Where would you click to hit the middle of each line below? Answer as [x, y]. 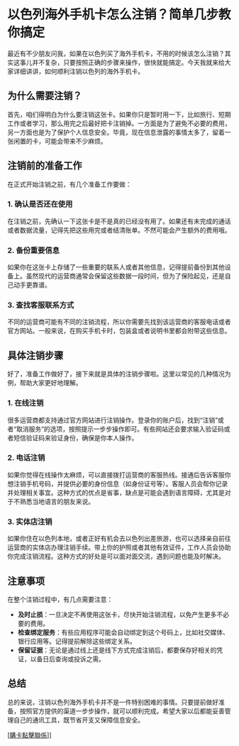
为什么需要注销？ [45, 96]
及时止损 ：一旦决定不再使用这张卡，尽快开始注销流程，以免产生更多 [117, 614]
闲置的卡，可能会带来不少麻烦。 [60, 141]
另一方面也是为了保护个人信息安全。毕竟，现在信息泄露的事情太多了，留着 [116, 132]
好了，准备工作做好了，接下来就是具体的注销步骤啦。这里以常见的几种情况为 [119, 374]
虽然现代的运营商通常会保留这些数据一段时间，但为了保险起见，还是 [125, 276]
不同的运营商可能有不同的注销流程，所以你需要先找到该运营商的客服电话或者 [119, 322]
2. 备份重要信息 [34, 250]
